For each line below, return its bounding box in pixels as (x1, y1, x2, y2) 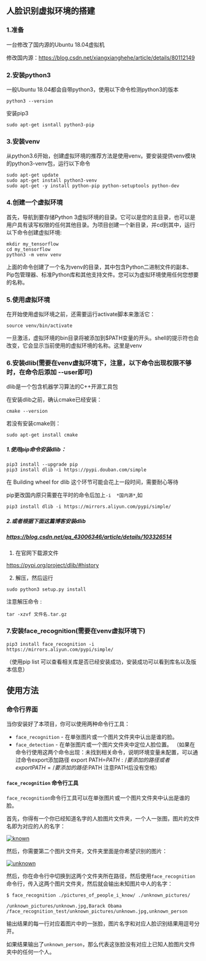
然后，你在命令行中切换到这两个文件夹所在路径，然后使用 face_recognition (6, 872, 196, 879)
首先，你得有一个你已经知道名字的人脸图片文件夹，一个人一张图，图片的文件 (6, 814, 200, 822)
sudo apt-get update (6, 172, 59, 178)
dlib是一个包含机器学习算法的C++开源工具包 (6, 383, 118, 391)
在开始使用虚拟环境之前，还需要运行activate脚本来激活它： (6, 310, 156, 318)
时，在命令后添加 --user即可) (6, 367, 93, 376)
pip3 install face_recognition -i (6, 641, 95, 647)
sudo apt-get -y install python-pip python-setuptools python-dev (6, 183, 180, 189)
